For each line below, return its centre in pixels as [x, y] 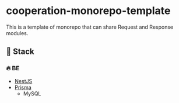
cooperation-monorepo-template [88, 11]
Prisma [23, 87]
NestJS [23, 81]
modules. [17, 33]
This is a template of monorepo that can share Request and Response [90, 27]
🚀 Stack [20, 52]
